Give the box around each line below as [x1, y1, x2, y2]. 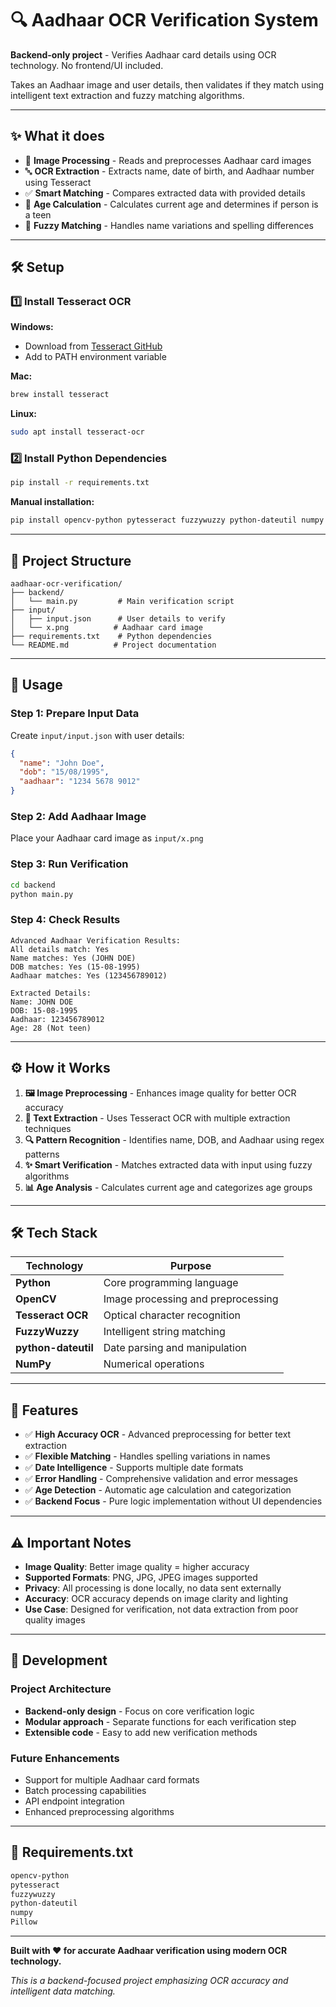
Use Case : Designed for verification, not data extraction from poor [24, 1603, 299, 1615]
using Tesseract [24, 176, 92, 188]
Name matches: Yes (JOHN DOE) [10, 953, 137, 963]
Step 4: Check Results [10, 913, 121, 927]
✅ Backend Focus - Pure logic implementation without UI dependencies [24, 1495, 323, 1507]
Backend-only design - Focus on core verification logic [24, 1705, 255, 1717]
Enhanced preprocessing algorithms [24, 1805, 175, 1817]
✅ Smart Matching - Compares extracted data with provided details [24, 187, 306, 199]
